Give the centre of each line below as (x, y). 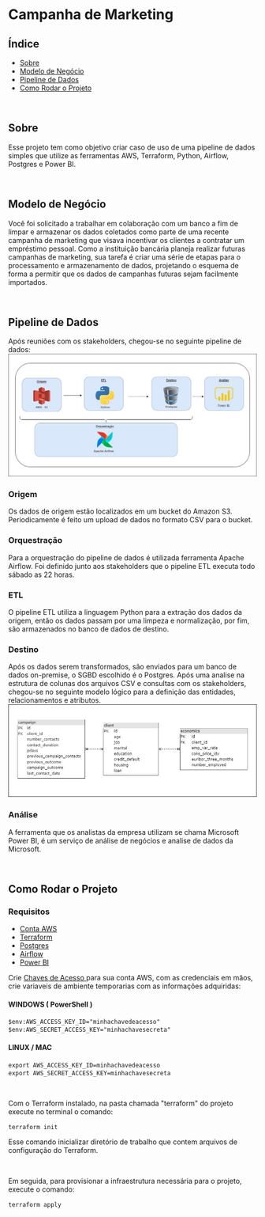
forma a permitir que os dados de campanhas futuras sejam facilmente (123, 274)
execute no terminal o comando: (61, 1111)
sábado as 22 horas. (41, 574)
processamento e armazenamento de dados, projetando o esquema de (123, 265)
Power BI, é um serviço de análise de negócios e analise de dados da (121, 840)
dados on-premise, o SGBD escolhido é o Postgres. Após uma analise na (127, 675)
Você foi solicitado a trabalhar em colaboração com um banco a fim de (123, 223)
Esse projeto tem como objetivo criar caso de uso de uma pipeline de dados (132, 147)
